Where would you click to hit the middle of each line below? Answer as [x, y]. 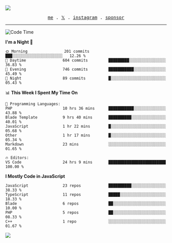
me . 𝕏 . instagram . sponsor [86, 17]
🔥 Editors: [17, 158]
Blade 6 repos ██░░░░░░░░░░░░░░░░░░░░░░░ [86, 204]
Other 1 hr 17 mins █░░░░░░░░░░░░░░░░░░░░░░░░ [86, 135]
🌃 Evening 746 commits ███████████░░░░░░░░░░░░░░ [86, 69]
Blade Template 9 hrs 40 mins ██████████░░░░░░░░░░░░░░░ [86, 117]
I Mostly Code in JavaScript [35, 176]
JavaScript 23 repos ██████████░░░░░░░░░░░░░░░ [86, 186]
